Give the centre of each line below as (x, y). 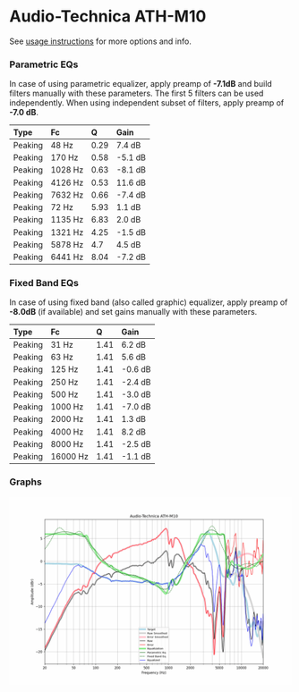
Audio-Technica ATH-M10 (108, 17)
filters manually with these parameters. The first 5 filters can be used (137, 93)
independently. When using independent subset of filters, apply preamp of (147, 103)
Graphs (26, 482)
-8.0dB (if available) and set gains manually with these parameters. (133, 312)
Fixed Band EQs (44, 283)
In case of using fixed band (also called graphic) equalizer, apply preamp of (149, 302)
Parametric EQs (44, 64)
